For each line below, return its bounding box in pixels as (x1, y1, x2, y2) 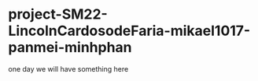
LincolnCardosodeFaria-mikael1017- (8, 22, 251, 40)
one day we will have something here (8, 64, 129, 73)
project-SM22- (8, 5, 108, 23)
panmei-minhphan (8, 39, 132, 56)
